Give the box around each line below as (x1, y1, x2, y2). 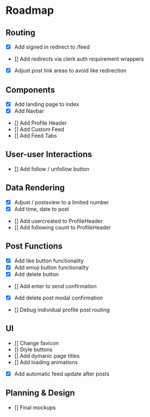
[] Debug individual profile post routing (14, 306, 110, 313)
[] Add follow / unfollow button (14, 165, 90, 173)
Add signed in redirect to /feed (14, 43, 90, 50)
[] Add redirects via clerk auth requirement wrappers (14, 55, 144, 63)
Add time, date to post (14, 205, 69, 213)
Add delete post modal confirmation (14, 294, 103, 301)
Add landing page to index (14, 100, 79, 108)
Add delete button (14, 270, 59, 277)
